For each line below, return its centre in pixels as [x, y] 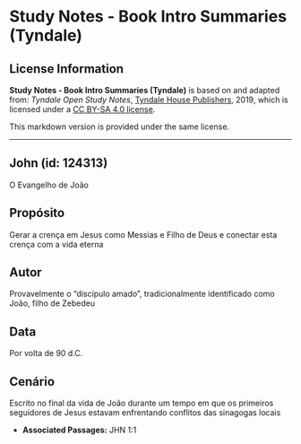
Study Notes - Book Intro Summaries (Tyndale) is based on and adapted [145, 90]
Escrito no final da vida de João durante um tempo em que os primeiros [142, 403]
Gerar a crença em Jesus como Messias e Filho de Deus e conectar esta [143, 234]
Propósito [37, 213]
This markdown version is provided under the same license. [120, 126]
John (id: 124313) [59, 163]
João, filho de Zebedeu [52, 303]
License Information [66, 69]
